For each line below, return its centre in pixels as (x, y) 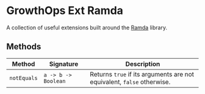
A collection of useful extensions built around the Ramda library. (87, 27)
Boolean (55, 81)
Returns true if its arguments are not (142, 74)
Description (143, 63)
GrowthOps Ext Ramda (65, 11)
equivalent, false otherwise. (130, 82)
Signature (64, 63)
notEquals (23, 78)
